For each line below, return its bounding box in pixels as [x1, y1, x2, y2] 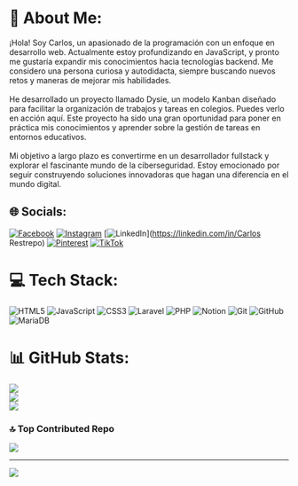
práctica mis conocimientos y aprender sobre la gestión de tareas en [9, 121, 261, 132]
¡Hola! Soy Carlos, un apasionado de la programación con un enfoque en [9, 37, 275, 48]
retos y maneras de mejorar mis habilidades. [9, 74, 171, 85]
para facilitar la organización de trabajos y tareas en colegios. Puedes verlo [9, 103, 286, 114]
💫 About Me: [9, 8, 103, 28]
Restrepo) [9, 237, 46, 247]
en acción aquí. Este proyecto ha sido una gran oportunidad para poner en [9, 113, 281, 123]
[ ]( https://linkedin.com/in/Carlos [103, 228, 262, 239]
